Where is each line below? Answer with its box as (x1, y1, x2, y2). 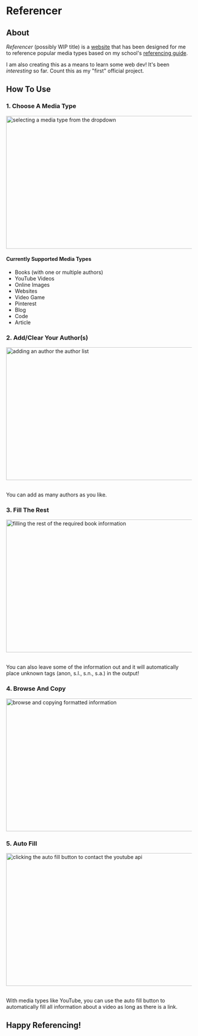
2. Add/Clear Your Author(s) (6, 334, 88, 342)
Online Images (14, 281, 50, 288)
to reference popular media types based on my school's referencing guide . (6, 50, 189, 57)
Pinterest (14, 300, 37, 307)
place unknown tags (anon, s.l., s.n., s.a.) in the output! (6, 670, 140, 677)
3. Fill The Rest (6, 506, 49, 514)
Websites (14, 287, 38, 295)
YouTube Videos (14, 274, 55, 282)
